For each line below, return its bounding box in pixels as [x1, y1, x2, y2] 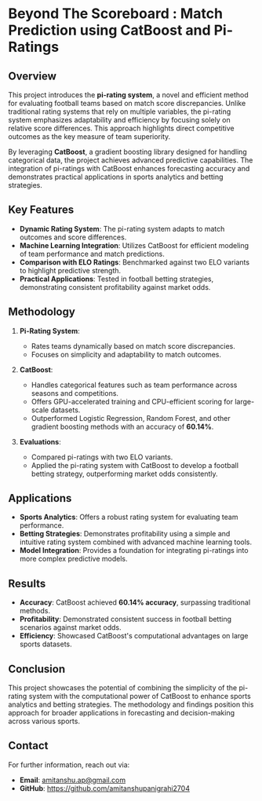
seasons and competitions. [31, 388, 119, 397]
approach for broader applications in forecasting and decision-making [8, 708, 235, 718]
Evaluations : [19, 437, 61, 446]
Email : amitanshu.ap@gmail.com [19, 775, 126, 785]
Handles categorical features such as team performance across [31, 380, 238, 390]
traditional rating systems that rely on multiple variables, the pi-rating [8, 107, 231, 116]
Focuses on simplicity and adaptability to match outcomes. [31, 349, 222, 359]
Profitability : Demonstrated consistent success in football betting [19, 614, 232, 624]
